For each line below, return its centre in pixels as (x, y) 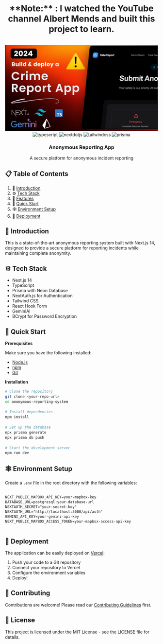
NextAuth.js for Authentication (42, 296)
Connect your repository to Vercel (46, 567)
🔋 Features (23, 198)
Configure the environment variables (49, 573)
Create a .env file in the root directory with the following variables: (71, 483)
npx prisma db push (25, 437)
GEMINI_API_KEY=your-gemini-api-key (42, 517)
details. (12, 637)
